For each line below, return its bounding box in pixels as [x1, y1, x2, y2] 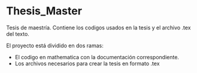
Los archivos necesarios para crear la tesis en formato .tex [14, 60, 160, 67]
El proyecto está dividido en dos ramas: [6, 42, 104, 49]
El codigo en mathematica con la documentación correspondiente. [14, 53, 180, 60]
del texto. [6, 30, 30, 37]
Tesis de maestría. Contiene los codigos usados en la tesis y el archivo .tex [6, 24, 191, 31]
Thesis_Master [6, 4, 83, 18]
